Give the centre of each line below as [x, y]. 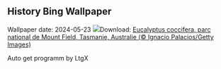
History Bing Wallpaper [59, 12]
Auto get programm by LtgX [48, 58]
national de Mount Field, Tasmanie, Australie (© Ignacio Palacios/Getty [110, 37]
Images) [19, 44]
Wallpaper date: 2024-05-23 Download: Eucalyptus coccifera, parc [109, 29]
